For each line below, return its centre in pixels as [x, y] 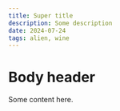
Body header [52, 77]
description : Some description [60, 23]
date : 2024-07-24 [37, 30]
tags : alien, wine [39, 38]
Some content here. [41, 100]
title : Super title [41, 16]
